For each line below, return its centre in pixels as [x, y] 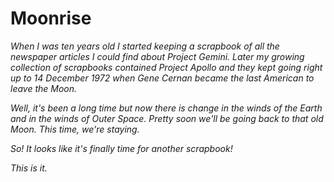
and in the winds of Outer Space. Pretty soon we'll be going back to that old [167, 118]
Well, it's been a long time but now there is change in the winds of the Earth [166, 108]
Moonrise [51, 18]
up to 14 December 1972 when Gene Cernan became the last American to [162, 78]
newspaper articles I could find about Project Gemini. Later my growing [157, 56]
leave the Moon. [44, 88]
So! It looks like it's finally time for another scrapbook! [121, 148]
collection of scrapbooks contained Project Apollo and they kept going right [166, 67]
